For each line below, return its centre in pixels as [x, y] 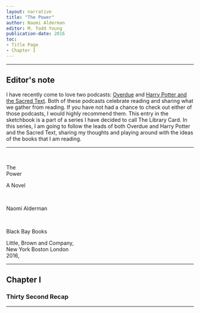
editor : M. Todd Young [34, 28]
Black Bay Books [27, 231]
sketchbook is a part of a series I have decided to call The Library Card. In [97, 120]
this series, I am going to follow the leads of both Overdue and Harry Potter [98, 126]
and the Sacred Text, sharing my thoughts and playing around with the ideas [100, 132]
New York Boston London [37, 249]
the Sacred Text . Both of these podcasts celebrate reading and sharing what [100, 101]
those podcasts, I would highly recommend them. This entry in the [87, 113]
